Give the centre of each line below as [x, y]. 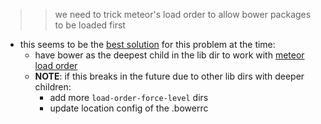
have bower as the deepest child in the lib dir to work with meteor [169, 55]
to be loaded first [90, 25]
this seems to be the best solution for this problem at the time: [147, 44]
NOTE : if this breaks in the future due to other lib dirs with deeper [169, 76]
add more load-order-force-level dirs [129, 97]
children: [53, 87]
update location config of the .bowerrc [129, 108]
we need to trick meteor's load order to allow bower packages [183, 14]
